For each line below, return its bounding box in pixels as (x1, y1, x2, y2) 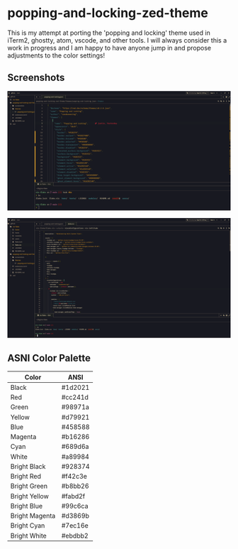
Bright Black (10, 462, 46, 470)
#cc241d (61, 393, 89, 401)
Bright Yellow (10, 491, 50, 500)
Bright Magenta (10, 511, 56, 520)
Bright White (10, 531, 47, 540)
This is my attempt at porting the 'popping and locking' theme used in (7, 28, 210, 37)
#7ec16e (61, 521, 89, 530)
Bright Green (10, 482, 48, 491)
